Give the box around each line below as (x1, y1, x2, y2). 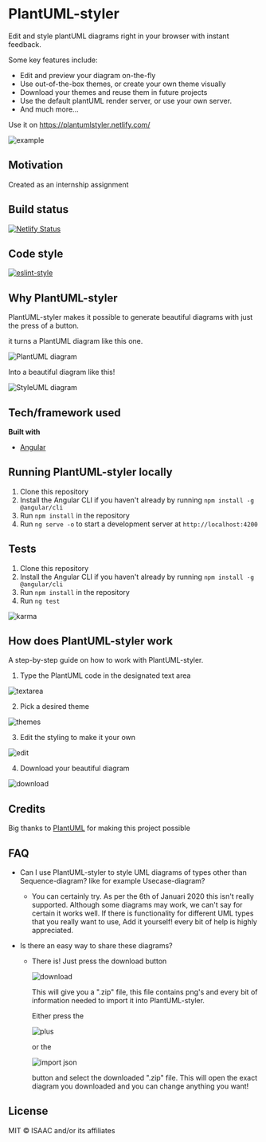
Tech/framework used (8, 406, 121, 419)
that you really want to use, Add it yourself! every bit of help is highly (31, 917, 257, 927)
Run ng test (19, 596, 61, 605)
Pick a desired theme (19, 702, 90, 711)
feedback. (8, 39, 41, 49)
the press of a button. (8, 321, 80, 331)
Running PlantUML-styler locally (8, 466, 173, 479)
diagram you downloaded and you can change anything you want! (31, 1081, 249, 1091)
